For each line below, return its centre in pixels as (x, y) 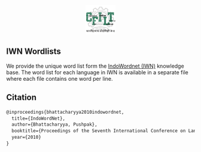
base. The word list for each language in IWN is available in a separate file (97, 72)
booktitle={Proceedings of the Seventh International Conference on (99, 131)
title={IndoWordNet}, (39, 118)
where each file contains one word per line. (60, 78)
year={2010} (27, 137)
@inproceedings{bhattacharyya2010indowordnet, (65, 112)
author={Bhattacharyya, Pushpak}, (54, 124)
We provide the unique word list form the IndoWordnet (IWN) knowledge (95, 66)
